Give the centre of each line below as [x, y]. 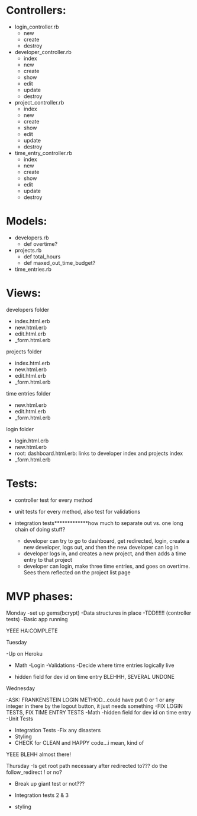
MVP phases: [40, 596]
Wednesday [21, 688]
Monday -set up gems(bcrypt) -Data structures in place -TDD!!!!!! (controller [99, 613]
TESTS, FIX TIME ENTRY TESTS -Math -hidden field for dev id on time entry [98, 712]
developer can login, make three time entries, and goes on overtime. [107, 566]
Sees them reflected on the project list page [77, 572]
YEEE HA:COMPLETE [32, 631]
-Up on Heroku [24, 653]
